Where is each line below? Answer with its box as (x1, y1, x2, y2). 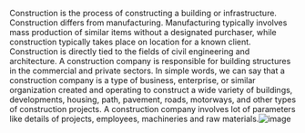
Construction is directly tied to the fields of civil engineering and (9, 46, 250, 57)
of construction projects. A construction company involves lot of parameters (9, 104, 296, 114)
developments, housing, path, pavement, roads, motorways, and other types (9, 94, 297, 105)
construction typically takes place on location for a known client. (9, 36, 252, 47)
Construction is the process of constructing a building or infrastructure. (9, 8, 278, 18)
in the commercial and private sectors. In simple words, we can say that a (9, 65, 285, 76)
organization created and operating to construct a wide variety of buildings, (9, 85, 293, 95)
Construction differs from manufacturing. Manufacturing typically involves (9, 17, 288, 28)
